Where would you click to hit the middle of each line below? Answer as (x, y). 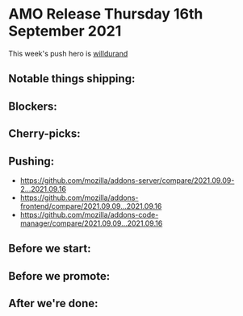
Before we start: (50, 249)
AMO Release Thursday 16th (106, 14)
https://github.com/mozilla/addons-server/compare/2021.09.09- (127, 180)
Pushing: (31, 161)
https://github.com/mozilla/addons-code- (89, 214)
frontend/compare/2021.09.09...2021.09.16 (91, 206)
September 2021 (65, 31)
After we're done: (53, 304)
